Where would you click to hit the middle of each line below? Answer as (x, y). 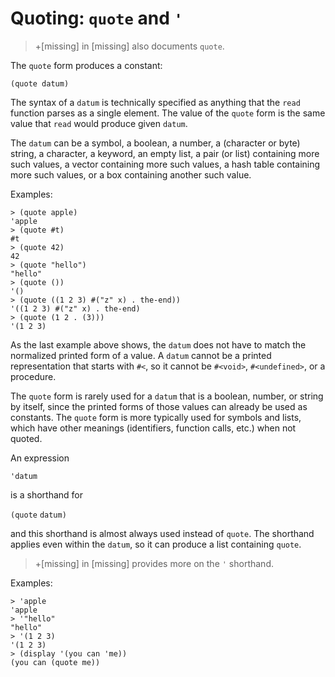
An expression (40, 458)
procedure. (33, 376)
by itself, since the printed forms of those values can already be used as (159, 406)
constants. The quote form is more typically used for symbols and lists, (156, 417)
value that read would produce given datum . (99, 123)
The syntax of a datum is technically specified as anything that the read (155, 102)
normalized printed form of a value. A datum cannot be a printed (141, 355)
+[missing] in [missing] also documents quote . (129, 46)
